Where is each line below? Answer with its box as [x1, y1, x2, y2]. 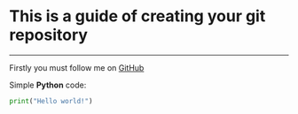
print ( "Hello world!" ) [9, 96, 93, 105]
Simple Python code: [9, 80, 87, 90]
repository [9, 25, 89, 45]
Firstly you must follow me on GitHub [9, 62, 145, 72]
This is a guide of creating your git [9, 6, 266, 27]
